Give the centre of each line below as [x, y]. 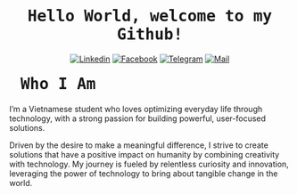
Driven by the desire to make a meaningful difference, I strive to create [139, 145]
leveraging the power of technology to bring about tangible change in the [144, 173]
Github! [149, 35]
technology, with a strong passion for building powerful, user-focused [137, 118]
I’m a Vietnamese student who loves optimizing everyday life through [136, 109]
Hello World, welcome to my [150, 16]
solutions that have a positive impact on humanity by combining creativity [144, 154]
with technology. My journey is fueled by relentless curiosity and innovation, [149, 164]
